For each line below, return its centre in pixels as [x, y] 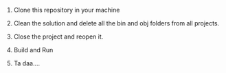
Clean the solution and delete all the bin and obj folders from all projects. [116, 23]
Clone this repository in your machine [67, 10]
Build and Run [33, 50]
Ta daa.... [27, 63]
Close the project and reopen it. [58, 36]
